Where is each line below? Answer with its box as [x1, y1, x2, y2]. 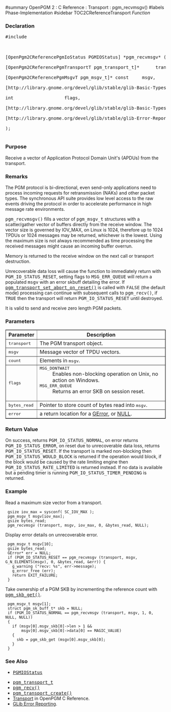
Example [5, 488, 27, 495]
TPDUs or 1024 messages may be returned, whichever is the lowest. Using [5, 232, 162, 238]
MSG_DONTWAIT [39, 366, 70, 371]
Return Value [5, 426, 38, 433]
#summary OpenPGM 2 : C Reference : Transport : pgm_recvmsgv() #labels [5, 5, 164, 10]
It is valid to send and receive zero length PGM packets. [5, 305, 122, 311]
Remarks [5, 173, 28, 180]
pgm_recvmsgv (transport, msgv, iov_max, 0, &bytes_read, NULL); [7, 523, 149, 528]
